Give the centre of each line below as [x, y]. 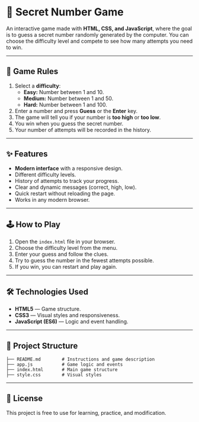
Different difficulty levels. [45, 175]
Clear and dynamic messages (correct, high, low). [76, 187]
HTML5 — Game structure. [48, 309]
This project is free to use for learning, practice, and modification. [86, 413]
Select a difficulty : [38, 86]
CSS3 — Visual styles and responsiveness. [67, 315]
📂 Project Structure [42, 346]
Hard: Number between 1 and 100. [65, 104]
